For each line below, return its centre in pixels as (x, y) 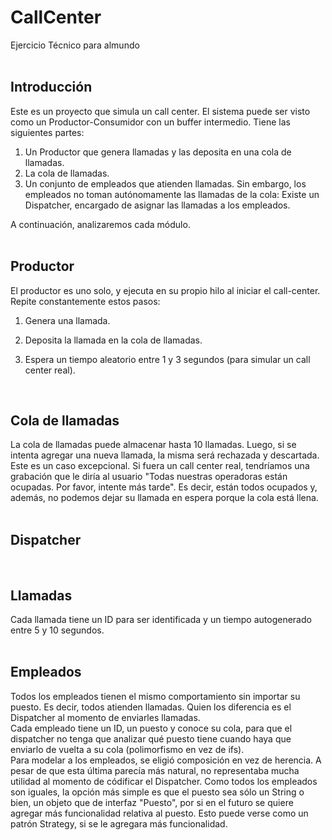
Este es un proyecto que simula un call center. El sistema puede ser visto (160, 111)
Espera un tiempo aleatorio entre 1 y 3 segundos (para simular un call (167, 359)
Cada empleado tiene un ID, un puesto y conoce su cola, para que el (151, 728)
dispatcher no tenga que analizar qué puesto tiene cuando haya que (151, 738)
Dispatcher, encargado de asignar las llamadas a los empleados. (157, 205)
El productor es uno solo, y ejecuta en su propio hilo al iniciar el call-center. (165, 290)
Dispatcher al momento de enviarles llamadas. (105, 717)
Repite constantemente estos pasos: (85, 301)
